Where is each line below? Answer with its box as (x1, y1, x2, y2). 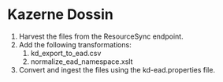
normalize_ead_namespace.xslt (30, 57, 133, 66)
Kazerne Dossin (7, 6, 113, 24)
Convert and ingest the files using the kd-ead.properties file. (18, 65, 216, 74)
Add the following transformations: (18, 39, 132, 49)
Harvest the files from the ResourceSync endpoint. (18, 32, 184, 41)
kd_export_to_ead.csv (30, 48, 102, 58)
